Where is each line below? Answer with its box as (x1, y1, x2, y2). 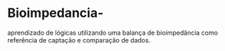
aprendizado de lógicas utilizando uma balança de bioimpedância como (7, 28, 219, 37)
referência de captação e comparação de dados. (7, 35, 151, 44)
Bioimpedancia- (7, 5, 104, 21)
